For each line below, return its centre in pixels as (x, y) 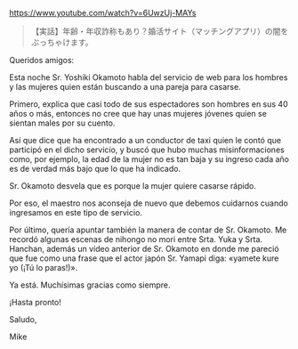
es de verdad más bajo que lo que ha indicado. (95, 169)
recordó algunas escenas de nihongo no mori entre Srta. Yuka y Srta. (136, 239)
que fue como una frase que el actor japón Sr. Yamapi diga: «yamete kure (144, 258)
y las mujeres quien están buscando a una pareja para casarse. (125, 87)
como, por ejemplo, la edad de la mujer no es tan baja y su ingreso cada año (149, 159)
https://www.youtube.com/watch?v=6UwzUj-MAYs (103, 13)
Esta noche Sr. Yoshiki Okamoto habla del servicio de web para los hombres (149, 77)
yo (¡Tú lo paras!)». (44, 268)
